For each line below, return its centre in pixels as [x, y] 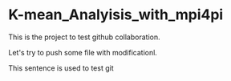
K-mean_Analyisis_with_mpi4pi [116, 15]
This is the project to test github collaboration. [84, 37]
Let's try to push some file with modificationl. [83, 52]
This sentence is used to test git [61, 68]
